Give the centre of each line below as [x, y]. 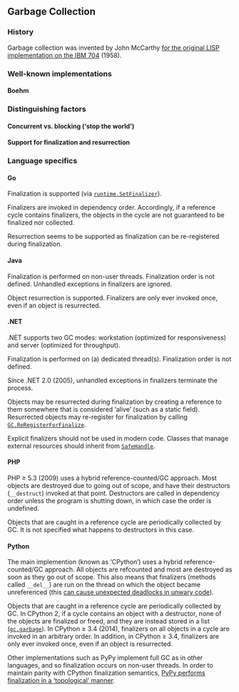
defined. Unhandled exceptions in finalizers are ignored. [90, 284]
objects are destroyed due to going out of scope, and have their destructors [119, 486]
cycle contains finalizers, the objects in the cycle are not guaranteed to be [116, 215]
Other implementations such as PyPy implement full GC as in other [105, 658]
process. [20, 387]
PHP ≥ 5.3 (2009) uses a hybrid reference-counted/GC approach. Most [112, 478]
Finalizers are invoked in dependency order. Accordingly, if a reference [112, 208]
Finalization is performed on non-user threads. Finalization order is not [111, 276]
